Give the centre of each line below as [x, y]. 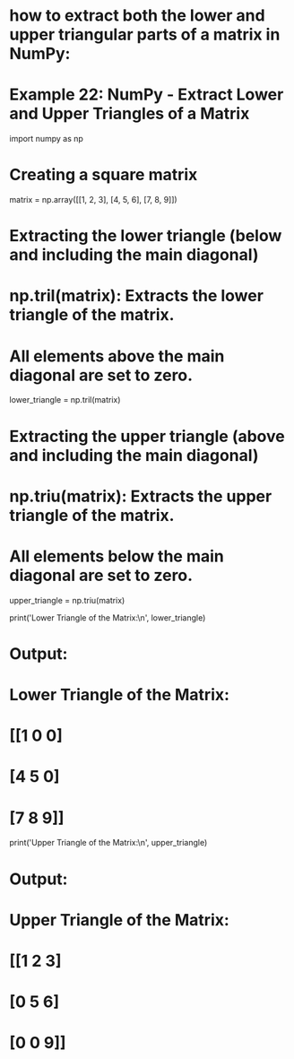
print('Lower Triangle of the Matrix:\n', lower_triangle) [108, 617]
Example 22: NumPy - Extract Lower [147, 95]
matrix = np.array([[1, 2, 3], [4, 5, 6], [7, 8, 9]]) [93, 200]
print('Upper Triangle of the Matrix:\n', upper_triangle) [108, 843]
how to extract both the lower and [138, 16]
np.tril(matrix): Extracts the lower [137, 296]
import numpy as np [46, 139]
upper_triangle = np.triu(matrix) [67, 600]
